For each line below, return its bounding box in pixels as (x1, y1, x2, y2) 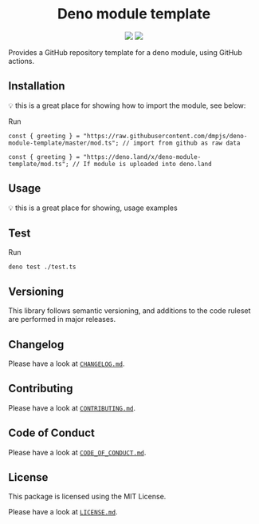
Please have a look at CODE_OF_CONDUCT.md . (8, 447, 147, 457)
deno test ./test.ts (8, 263, 77, 272)
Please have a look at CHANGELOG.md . (8, 359, 125, 368)
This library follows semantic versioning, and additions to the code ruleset (8, 306, 251, 316)
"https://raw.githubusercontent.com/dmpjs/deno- (83, 132, 248, 140)
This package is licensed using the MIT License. (8, 492, 167, 502)
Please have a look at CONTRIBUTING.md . (8, 403, 136, 412)
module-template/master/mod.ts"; (8, 139, 120, 147)
